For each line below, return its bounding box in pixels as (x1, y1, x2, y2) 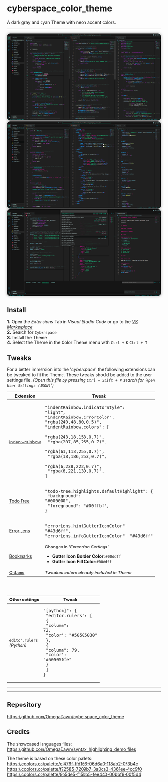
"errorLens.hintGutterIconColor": (45, 523, 128, 529)
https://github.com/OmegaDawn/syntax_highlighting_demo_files (7, 746, 136, 752)
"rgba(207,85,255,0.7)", (47, 439, 107, 444)
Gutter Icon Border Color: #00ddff (52, 553, 121, 559)
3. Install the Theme (7, 334, 47, 340)
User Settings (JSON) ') (7, 382, 54, 388)
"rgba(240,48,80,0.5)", (45, 419, 102, 425)
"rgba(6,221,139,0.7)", (47, 469, 105, 474)
